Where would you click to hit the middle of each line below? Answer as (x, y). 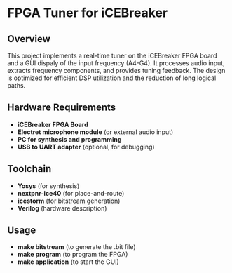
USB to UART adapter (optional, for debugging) (86, 147)
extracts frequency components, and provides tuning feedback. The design (116, 71)
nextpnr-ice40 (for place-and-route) (71, 193)
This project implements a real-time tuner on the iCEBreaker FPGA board (112, 55)
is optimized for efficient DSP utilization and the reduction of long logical (112, 78)
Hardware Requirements (62, 108)
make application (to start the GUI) (68, 262)
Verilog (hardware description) (62, 208)
